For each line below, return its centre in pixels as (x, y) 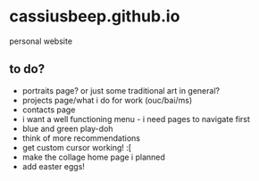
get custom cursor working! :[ (77, 147)
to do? (27, 69)
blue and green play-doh (67, 128)
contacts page (49, 110)
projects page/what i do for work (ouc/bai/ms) (107, 100)
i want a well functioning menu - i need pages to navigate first (136, 119)
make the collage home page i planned (93, 157)
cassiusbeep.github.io (95, 16)
